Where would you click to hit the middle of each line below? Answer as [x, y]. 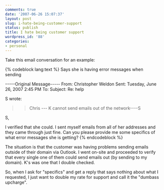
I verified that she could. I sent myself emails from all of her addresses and [80, 127]
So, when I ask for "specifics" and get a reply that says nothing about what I [82, 172]
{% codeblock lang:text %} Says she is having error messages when [74, 69]
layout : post [18, 19]
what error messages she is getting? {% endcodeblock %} [64, 137]
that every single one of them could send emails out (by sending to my [76, 157]
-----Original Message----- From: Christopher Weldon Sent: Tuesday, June [81, 84]
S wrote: [13, 99]
